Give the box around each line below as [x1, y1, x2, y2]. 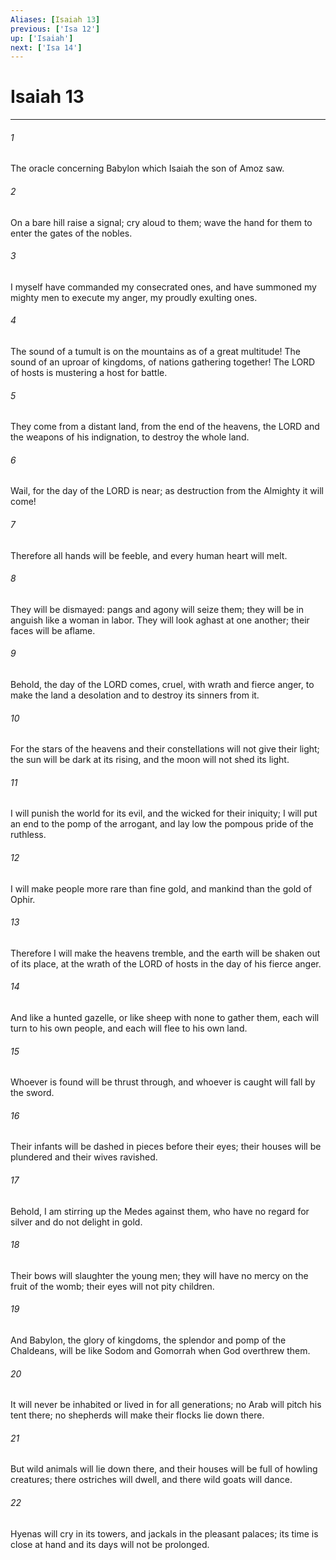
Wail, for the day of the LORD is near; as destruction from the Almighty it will [10, 485, 324, 497]
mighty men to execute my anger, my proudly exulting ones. [10, 291, 258, 303]
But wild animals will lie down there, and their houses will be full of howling [10, 1463, 318, 1475]
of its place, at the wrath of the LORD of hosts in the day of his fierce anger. [10, 957, 322, 970]
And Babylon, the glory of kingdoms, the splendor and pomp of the [10, 1334, 287, 1346]
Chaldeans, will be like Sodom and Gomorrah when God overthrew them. [10, 1345, 311, 1357]
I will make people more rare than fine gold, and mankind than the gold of [10, 882, 313, 895]
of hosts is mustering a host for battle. [10, 367, 168, 378]
